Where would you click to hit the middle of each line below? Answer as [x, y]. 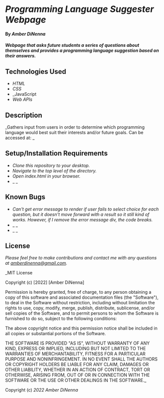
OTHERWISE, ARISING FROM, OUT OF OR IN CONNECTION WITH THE [78, 375]
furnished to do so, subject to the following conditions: [61, 319]
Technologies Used [36, 72]
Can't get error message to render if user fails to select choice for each [85, 209]
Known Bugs [25, 197]
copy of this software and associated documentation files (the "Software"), [82, 297]
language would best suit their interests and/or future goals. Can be [74, 132]
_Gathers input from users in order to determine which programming [75, 127]
